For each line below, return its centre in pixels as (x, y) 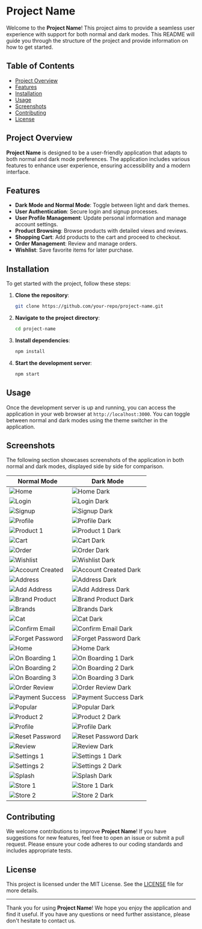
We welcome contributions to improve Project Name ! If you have (86, 831)
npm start (27, 374)
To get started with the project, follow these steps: (69, 284)
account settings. (36, 224)
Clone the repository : (42, 295)
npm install (30, 351)
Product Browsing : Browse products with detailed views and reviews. (101, 231)
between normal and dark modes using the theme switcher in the (87, 420)
